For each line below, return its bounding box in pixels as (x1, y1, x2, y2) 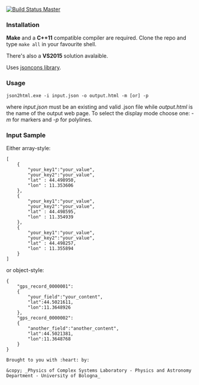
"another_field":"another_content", (28, 325, 119, 332)
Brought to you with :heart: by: (6, 357, 90, 363)
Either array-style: (6, 144, 51, 151)
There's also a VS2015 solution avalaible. (6, 52, 108, 59)
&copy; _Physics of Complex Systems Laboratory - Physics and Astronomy (6, 367, 192, 374)
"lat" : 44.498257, (28, 240, 77, 246)
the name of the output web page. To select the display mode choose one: (6, 109, 191, 117)
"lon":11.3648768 (28, 336, 71, 342)
